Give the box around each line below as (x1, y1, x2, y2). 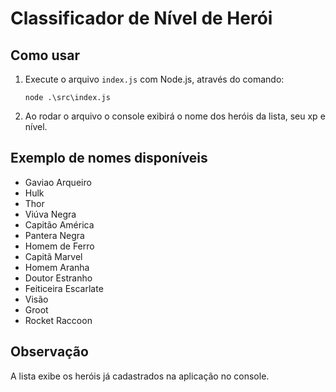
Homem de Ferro (24, 240, 95, 252)
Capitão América (24, 218, 95, 231)
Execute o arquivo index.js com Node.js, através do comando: (24, 73, 285, 85)
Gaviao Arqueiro (24, 176, 92, 188)
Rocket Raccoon (24, 314, 93, 326)
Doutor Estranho (24, 272, 93, 284)
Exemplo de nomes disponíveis (10, 150, 208, 167)
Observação (10, 343, 89, 361)
